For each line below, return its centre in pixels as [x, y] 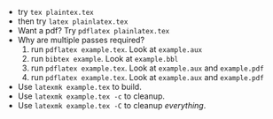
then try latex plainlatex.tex [73, 21]
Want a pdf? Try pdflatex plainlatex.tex [94, 30]
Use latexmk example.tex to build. [79, 87]
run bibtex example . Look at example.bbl [105, 59]
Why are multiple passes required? [81, 40]
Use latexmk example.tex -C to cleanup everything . [112, 105]
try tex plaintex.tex [56, 12]
